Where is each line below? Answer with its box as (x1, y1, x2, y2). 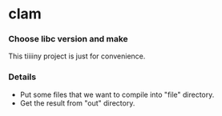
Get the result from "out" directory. (19, 98, 135, 108)
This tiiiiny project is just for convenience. (8, 51, 146, 61)
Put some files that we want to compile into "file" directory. (19, 90, 215, 99)
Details (8, 71, 37, 82)
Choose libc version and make (8, 34, 128, 45)
